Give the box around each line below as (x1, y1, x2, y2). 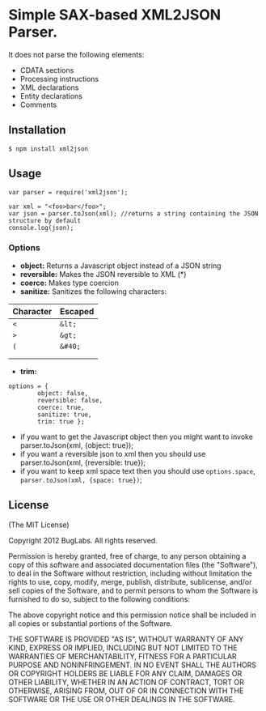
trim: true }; (37, 417, 85, 426)
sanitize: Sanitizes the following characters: (19, 286, 167, 296)
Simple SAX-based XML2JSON (8, 6, 222, 24)
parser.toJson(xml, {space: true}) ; (19, 475, 143, 484)
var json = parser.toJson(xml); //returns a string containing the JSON (8, 209, 259, 218)
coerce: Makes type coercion (19, 278, 119, 287)
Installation (8, 123, 66, 137)
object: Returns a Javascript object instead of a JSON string (19, 261, 222, 270)
